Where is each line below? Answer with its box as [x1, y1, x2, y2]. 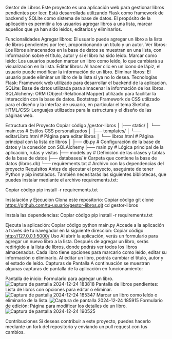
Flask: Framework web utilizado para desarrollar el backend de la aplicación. [5, 79, 167, 86]
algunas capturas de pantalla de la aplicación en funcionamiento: [5, 266, 143, 271]
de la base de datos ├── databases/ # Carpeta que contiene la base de [5, 155, 157, 161]
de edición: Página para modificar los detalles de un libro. [5, 303, 127, 309]
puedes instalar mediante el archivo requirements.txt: [5, 177, 118, 183]
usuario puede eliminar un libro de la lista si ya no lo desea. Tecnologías [5, 74, 158, 80]
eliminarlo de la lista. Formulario [5, 297, 163, 303]
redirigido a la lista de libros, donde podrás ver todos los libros [5, 244, 138, 250]
